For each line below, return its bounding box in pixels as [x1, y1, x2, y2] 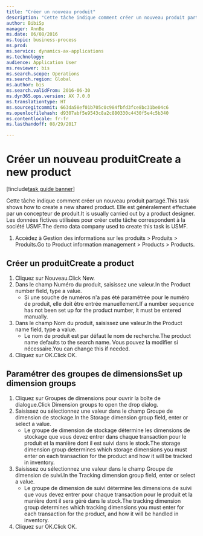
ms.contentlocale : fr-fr [6, 115, 69, 121]
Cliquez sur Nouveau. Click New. [14, 274, 95, 282]
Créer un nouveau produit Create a [6, 152, 181, 166]
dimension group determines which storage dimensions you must [24, 445, 187, 453]
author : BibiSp [6, 20, 45, 26]
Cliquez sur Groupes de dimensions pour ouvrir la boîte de [14, 394, 161, 402]
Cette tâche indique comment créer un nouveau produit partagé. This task [6, 197, 190, 204]
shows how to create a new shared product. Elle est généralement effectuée [6, 204, 196, 211]
